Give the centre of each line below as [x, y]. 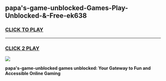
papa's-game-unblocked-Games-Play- [67, 8]
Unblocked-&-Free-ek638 [46, 16]
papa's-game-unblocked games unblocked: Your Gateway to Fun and [78, 68]
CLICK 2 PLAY [22, 48]
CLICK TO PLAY [24, 30]
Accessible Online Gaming [33, 73]
